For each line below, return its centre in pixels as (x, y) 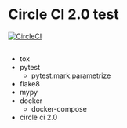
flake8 (30, 84)
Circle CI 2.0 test (63, 15)
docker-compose (59, 109)
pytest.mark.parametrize (71, 75)
